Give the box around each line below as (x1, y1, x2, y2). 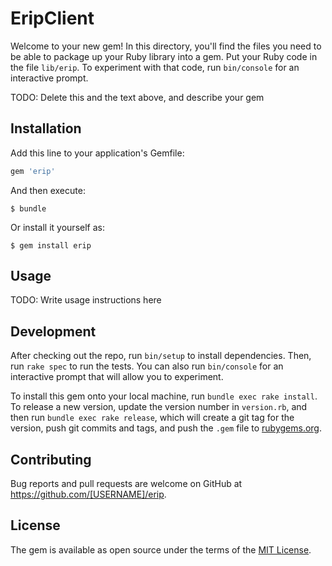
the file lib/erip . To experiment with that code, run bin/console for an (10, 61, 300, 73)
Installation (10, 120, 82, 137)
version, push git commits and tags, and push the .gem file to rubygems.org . (10, 422, 323, 434)
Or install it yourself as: (10, 221, 105, 233)
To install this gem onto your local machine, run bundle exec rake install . (10, 390, 318, 402)
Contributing (10, 451, 92, 468)
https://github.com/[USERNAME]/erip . (10, 488, 167, 501)
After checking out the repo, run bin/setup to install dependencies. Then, (10, 350, 312, 362)
